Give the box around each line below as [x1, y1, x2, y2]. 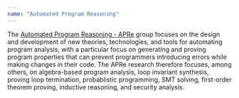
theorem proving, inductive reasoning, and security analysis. [7, 82, 185, 91]
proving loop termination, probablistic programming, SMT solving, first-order [7, 75, 233, 84]
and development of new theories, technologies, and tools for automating [7, 37, 223, 46]
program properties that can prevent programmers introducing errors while [7, 53, 228, 61]
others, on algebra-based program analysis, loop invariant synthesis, [7, 67, 209, 76]
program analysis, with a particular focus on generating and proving [7, 45, 206, 53]
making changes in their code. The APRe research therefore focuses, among [7, 60, 232, 68]
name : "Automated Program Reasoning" [7, 10, 119, 18]
